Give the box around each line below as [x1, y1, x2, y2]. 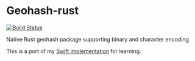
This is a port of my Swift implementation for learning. [6, 47, 141, 55]
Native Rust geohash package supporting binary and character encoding [6, 35, 190, 43]
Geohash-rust [6, 4, 79, 18]
